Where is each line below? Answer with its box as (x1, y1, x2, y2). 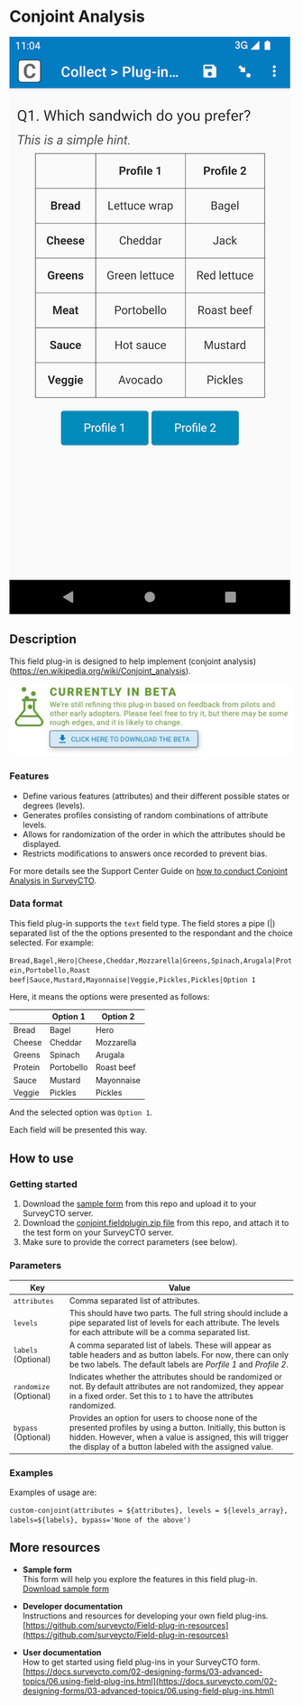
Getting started (9, 1177, 78, 1190)
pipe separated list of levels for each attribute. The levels (69, 1317, 280, 1328)
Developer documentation (22, 1600, 124, 1611)
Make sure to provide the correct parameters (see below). (22, 1237, 238, 1248)
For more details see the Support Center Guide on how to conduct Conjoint (9, 865, 289, 876)
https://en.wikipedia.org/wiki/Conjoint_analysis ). (12, 665, 191, 676)
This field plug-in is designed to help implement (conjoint (9, 656, 222, 667)
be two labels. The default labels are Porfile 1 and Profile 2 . (69, 1359, 289, 1369)
